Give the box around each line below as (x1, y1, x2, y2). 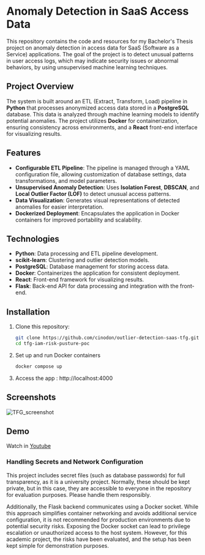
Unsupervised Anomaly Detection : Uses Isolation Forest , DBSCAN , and (15, 184, 199, 191)
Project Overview (6, 81, 74, 92)
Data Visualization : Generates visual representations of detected (15, 196, 181, 204)
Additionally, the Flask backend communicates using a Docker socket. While (6, 503, 199, 510)
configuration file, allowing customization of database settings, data (15, 170, 187, 178)
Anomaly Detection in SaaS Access (6, 4, 189, 18)
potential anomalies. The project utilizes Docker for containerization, (6, 117, 179, 124)
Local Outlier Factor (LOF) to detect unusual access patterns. (15, 190, 171, 197)
